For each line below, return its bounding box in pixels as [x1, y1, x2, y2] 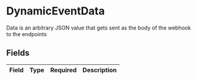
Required [50, 66, 77, 74]
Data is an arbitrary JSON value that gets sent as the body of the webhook [6, 24, 191, 31]
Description [82, 66, 117, 74]
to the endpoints [6, 30, 47, 37]
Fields [6, 48, 30, 58]
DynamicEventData [6, 4, 105, 18]
